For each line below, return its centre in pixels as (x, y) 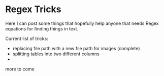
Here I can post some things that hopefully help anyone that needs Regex (82, 23)
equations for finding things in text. (42, 28)
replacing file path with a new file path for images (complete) (76, 48)
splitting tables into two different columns (56, 54)
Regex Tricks (34, 9)
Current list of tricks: (27, 39)
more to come (20, 69)
